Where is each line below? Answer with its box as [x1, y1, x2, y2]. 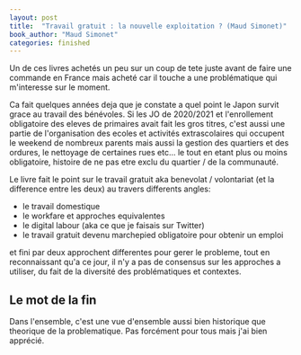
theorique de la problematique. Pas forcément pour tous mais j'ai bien [9, 325, 268, 337]
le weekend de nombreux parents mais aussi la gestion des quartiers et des [9, 138, 289, 148]
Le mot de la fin [9, 292, 97, 307]
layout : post [9, 13, 58, 22]
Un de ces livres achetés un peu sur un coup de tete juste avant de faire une [9, 63, 292, 74]
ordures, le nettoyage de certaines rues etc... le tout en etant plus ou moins [9, 147, 288, 158]
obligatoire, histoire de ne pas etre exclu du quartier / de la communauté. [9, 156, 279, 167]
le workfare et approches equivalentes [22, 210, 165, 221]
